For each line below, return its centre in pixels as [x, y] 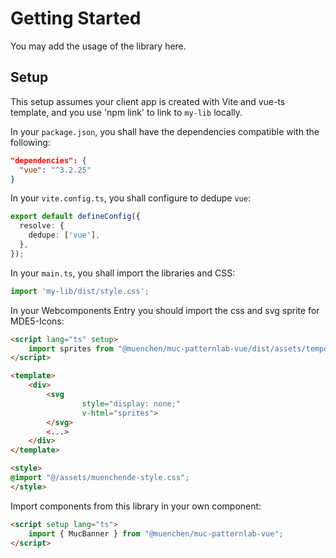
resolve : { [42, 226]
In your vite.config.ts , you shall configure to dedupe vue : [130, 198]
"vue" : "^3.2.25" [55, 170]
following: [30, 142]
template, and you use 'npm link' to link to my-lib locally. [126, 112]
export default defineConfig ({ [75, 217]
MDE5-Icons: [37, 321]
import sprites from [71, 348]
